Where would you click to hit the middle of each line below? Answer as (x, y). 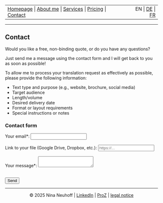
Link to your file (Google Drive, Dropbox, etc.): (51, 148)
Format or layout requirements (42, 108)
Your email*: (17, 136)
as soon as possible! (25, 63)
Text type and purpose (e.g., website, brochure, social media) (74, 87)
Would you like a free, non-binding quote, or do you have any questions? (78, 49)
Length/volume (27, 97)
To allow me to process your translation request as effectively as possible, (79, 72)
